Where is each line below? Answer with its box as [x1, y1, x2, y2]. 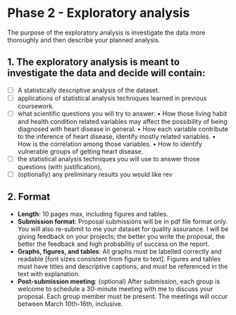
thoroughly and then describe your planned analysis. [7, 35, 161, 44]
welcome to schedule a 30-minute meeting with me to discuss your [17, 284, 213, 293]
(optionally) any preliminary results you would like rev [17, 171, 173, 178]
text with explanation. [17, 269, 80, 278]
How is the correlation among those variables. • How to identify [17, 140, 203, 148]
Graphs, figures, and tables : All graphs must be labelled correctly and [17, 247, 222, 255]
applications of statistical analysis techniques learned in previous [17, 94, 207, 102]
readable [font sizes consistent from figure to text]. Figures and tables [17, 254, 221, 263]
